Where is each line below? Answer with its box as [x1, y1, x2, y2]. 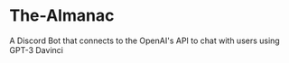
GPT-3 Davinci [9, 44, 63, 55]
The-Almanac [9, 5, 115, 26]
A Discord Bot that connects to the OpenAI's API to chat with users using [9, 35, 280, 46]
